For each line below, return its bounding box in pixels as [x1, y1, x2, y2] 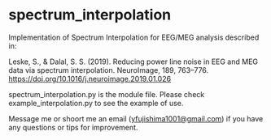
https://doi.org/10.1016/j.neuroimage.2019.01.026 [8, 74, 172, 83]
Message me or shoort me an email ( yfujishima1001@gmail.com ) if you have [8, 113, 264, 123]
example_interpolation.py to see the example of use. [8, 98, 184, 108]
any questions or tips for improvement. [8, 122, 138, 132]
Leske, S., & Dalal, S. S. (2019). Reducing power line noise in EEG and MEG [8, 57, 259, 66]
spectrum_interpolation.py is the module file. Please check [8, 89, 205, 99]
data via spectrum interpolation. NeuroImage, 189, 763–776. [8, 65, 209, 74]
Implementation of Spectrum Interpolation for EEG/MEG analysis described [8, 32, 260, 42]
